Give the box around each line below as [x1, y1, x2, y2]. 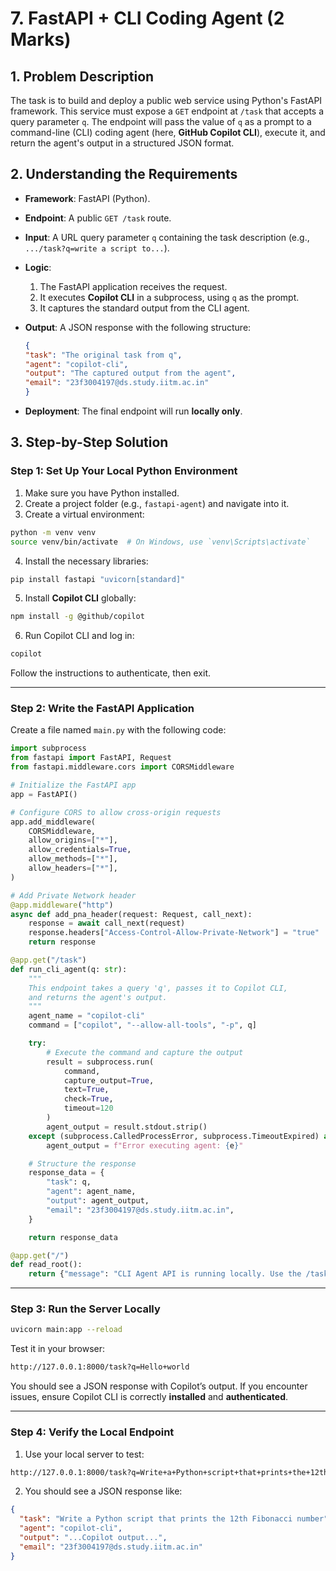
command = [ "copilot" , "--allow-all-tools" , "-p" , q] [28, 1020, 257, 1031]
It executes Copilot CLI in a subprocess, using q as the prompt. [39, 291, 300, 303]
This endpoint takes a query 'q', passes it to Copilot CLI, [28, 983, 288, 993]
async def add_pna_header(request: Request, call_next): [10, 909, 253, 919]
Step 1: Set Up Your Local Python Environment [10, 464, 238, 478]
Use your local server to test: [24, 1448, 145, 1460]
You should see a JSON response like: [24, 1485, 183, 1497]
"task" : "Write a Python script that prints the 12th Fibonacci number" [19, 1514, 329, 1524]
